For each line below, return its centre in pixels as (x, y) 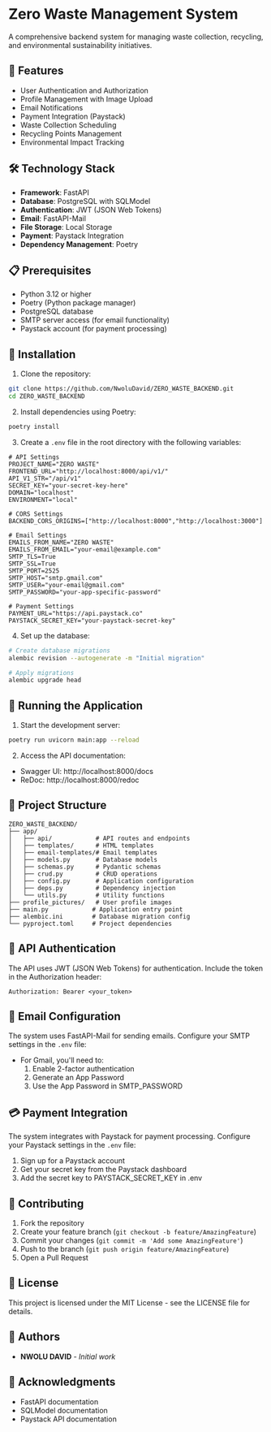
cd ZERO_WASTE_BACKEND (47, 396)
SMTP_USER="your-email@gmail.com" (67, 585)
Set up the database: (55, 635)
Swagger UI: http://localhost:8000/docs (87, 771)
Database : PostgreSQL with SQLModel (85, 201)
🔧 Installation (42, 354)
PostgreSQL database (57, 311)
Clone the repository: (56, 374)
